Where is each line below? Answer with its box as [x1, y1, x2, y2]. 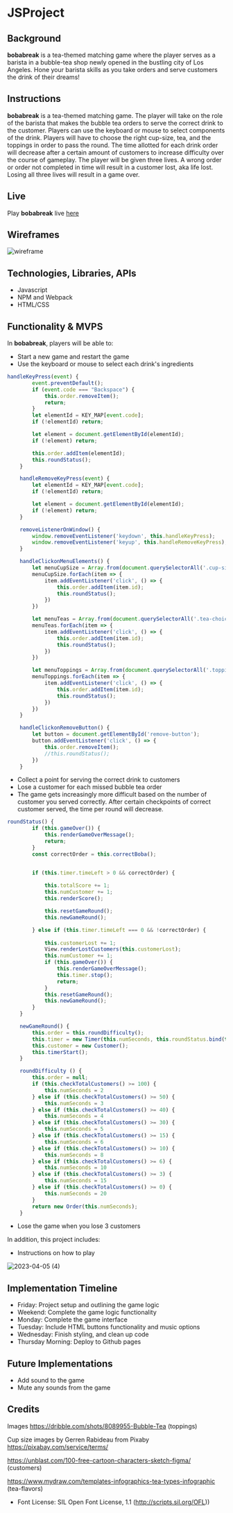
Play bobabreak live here [7, 209, 80, 217]
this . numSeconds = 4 [44, 1113, 104, 1120]
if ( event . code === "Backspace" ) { [32, 386, 135, 393]
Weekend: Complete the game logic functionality [17, 1308, 157, 1317]
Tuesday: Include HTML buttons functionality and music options [17, 1323, 200, 1331]
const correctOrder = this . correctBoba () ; [32, 851, 157, 858]
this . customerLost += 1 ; [44, 940, 116, 946]
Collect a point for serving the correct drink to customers [17, 775, 180, 784]
